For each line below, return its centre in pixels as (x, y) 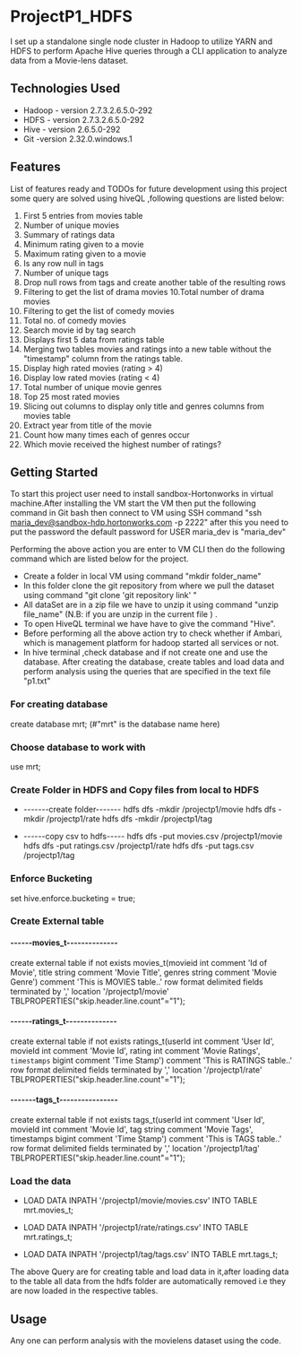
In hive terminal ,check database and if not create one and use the (145, 653)
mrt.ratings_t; (47, 1237)
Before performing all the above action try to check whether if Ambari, (153, 633)
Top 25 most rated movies (71, 396)
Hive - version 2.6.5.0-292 (72, 129)
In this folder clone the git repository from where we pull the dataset (149, 586)
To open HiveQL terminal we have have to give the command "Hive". (149, 624)
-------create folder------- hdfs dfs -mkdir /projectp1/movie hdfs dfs (150, 810)
